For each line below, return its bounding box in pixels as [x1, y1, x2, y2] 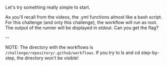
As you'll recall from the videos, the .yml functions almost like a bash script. [5, 14, 162, 20]
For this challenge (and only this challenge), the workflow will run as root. [5, 20, 157, 25]
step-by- [141, 50, 159, 55]
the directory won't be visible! [17, 55, 79, 61]
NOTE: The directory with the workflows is [5, 44, 93, 50]
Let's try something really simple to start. [5, 5, 91, 10]
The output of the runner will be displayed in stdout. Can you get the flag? [5, 25, 159, 31]
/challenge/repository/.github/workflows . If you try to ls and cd [5, 50, 140, 55]
